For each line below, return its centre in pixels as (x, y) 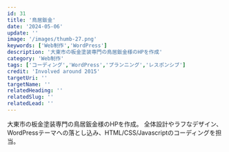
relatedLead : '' (30, 104)
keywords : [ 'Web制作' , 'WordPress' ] (57, 46)
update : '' (23, 33)
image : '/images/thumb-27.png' (52, 39)
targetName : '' (29, 84)
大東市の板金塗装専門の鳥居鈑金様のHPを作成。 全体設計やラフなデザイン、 (115, 124)
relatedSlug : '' (30, 97)
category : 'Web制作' (36, 59)
